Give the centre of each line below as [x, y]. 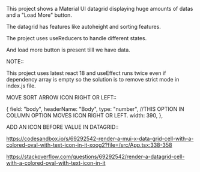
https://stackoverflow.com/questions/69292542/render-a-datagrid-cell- [95, 156]
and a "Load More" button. [39, 15]
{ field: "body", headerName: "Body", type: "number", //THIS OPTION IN [95, 109]
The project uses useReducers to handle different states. [77, 38]
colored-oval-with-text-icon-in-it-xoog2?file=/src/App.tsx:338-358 [89, 145]
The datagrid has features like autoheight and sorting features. [83, 27]
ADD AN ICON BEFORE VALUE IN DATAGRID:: [62, 127]
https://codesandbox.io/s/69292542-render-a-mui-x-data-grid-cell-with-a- [100, 138]
